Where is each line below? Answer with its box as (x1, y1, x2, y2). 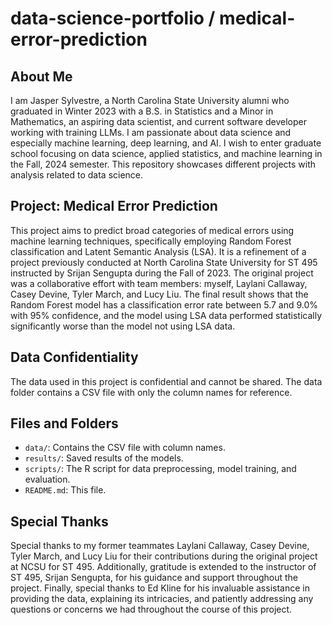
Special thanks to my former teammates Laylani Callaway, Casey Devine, (10, 540, 310, 552)
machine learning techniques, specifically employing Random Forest (10, 235, 292, 247)
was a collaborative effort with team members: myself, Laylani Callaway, (10, 277, 308, 289)
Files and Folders (10, 415, 119, 432)
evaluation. (24, 473, 71, 486)
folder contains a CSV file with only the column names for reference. (10, 386, 293, 398)
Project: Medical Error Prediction (10, 198, 218, 215)
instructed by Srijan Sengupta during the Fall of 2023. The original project (10, 267, 314, 279)
